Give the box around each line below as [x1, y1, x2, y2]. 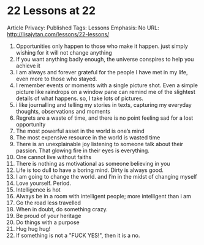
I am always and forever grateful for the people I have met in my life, [15, 68, 188, 76]
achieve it [15, 62, 40, 69]
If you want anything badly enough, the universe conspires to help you [15, 55, 194, 63]
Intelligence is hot [15, 185, 61, 193]
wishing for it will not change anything [15, 49, 112, 56]
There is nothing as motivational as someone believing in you [15, 160, 170, 167]
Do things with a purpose [15, 219, 80, 226]
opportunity [15, 120, 46, 128]
